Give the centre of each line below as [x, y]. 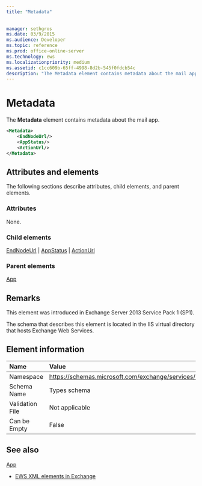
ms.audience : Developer [36, 40]
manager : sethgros [29, 29]
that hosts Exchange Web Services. [50, 331]
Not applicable [70, 407]
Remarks [23, 298]
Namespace [26, 376]
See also [23, 450]
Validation [23, 403]
